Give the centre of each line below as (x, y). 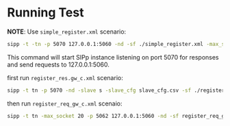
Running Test (46, 13)
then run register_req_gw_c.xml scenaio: (65, 103)
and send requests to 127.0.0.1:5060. (58, 64)
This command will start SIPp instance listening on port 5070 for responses (113, 57)
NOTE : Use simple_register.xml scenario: (67, 32)
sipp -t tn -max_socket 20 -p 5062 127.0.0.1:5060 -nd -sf (93, 116)
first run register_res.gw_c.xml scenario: (65, 77)
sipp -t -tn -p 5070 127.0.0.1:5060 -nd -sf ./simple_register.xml (105, 44)
